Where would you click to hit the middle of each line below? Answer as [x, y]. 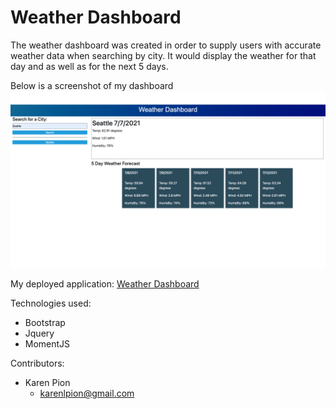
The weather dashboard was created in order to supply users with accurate [166, 45]
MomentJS [47, 344]
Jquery [39, 333]
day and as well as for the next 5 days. [89, 66]
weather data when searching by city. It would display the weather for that [163, 55]
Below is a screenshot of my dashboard [92, 85]
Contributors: [37, 363]
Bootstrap [45, 323]
